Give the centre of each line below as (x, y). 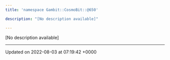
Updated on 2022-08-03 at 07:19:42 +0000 (51, 52)
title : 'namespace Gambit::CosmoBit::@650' (52, 10)
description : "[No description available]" (52, 19)
